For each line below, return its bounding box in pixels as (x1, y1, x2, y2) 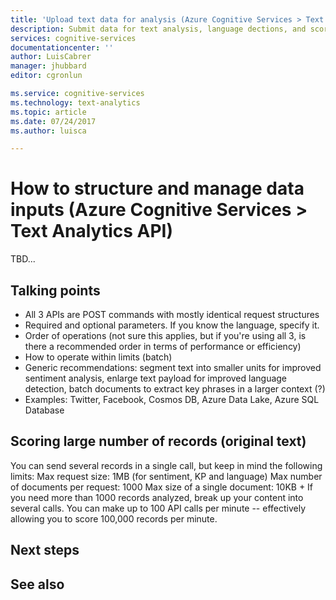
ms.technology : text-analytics (10, 97, 141, 108)
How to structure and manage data (10, 177, 305, 200)
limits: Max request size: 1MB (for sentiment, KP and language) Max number (10, 470, 323, 482)
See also (10, 576, 65, 593)
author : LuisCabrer (10, 52, 92, 62)
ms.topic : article (10, 107, 87, 117)
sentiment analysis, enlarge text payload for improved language (24, 372, 288, 384)
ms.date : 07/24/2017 (10, 116, 97, 126)
